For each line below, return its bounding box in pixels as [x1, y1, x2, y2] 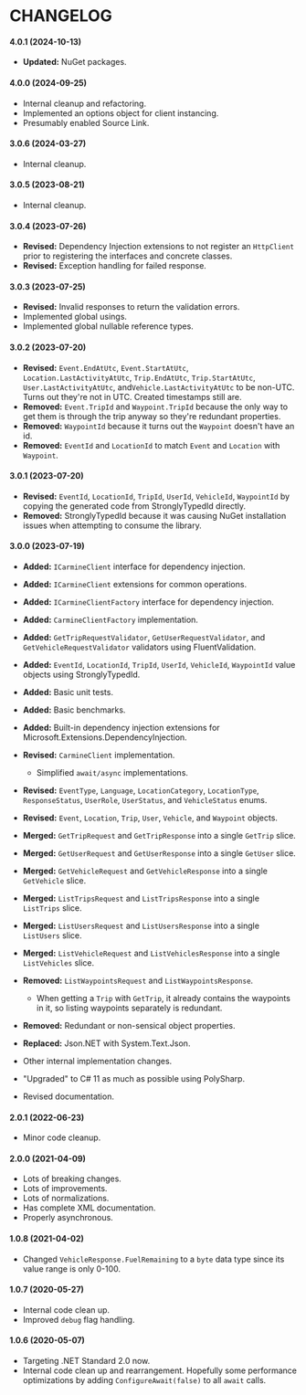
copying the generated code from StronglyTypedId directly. [22, 500, 247, 512]
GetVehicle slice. [22, 875, 87, 886]
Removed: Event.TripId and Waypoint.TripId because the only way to [22, 401, 289, 412]
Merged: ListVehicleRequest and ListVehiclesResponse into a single [22, 947, 280, 959]
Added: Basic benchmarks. [22, 704, 126, 715]
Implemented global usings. [22, 312, 128, 322]
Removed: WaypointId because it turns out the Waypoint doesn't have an [22, 420, 295, 431]
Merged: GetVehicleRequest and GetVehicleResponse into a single [22, 865, 268, 877]
